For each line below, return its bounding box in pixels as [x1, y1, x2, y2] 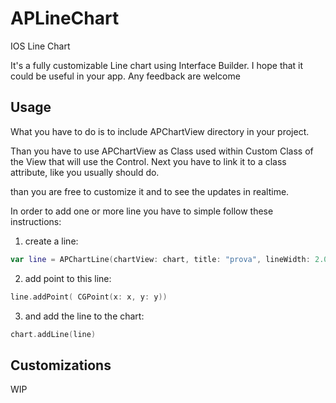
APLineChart [10, 7, 120, 30]
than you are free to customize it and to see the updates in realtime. [10, 185, 290, 197]
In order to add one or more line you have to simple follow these [10, 205, 274, 217]
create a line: [24, 235, 79, 247]
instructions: [10, 215, 62, 227]
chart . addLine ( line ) [10, 329, 97, 339]
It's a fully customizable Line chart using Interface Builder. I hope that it [10, 59, 304, 71]
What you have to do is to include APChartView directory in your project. [10, 125, 310, 137]
